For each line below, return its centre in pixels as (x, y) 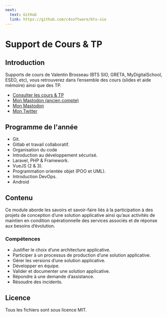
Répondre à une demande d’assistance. (53, 277)
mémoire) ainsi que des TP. (33, 86)
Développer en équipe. (36, 266)
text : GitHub (23, 15)
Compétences (23, 239)
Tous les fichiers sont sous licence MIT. (46, 310)
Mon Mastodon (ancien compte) (46, 101)
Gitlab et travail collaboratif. (41, 144)
